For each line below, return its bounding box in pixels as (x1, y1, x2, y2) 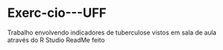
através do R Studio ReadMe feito (7, 35, 105, 44)
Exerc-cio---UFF (7, 5, 107, 21)
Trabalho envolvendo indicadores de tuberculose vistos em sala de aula (7, 28, 217, 37)
